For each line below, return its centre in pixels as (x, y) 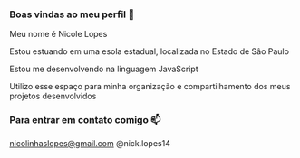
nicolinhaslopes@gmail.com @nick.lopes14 (90, 143)
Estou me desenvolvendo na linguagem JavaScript (104, 69)
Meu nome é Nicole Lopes (58, 34)
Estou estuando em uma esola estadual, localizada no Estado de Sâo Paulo (150, 51)
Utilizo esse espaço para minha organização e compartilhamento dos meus (150, 87)
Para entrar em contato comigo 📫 (85, 120)
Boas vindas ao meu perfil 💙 (72, 14)
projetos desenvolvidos (53, 96)
